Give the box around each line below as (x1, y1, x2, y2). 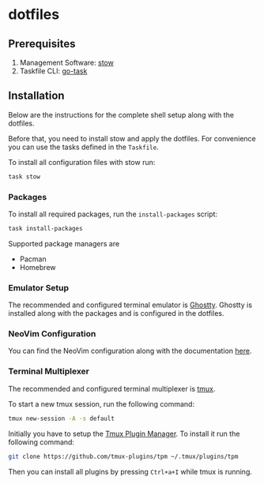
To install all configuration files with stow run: (8, 157, 156, 167)
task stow (8, 172, 41, 181)
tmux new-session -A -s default (8, 415, 115, 422)
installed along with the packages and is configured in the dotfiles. (8, 309, 224, 318)
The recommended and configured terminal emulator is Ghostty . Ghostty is (8, 300, 253, 310)
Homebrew (19, 262, 56, 272)
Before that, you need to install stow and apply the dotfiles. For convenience (8, 133, 256, 143)
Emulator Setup (8, 282, 70, 293)
